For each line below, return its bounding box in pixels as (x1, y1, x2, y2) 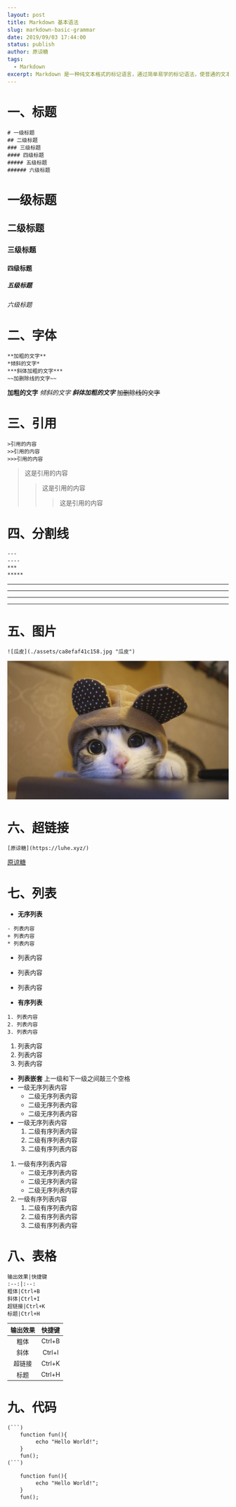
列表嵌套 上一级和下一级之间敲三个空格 (17, 1074, 131, 1083)
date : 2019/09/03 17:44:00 (7, 34, 86, 41)
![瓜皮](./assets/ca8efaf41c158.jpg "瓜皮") (7, 648, 136, 656)
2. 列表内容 (7, 1021, 39, 1029)
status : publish (7, 41, 55, 49)
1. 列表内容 (7, 1014, 39, 1021)
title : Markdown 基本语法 (7, 18, 79, 26)
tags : (7, 56, 23, 63)
